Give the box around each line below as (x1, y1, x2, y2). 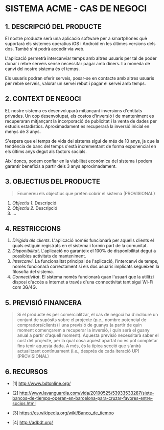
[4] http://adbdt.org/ (12, 420, 53, 426)
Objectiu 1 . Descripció (12, 200, 57, 206)
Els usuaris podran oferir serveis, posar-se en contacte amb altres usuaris (5, 76, 154, 81)
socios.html (12, 401, 36, 406)
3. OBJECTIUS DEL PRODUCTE (5, 177, 100, 186)
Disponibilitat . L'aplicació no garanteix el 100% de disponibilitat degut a (12, 248, 156, 254)
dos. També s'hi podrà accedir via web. (5, 46, 85, 51)
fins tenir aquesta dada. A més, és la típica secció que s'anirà (17, 343, 141, 349)
